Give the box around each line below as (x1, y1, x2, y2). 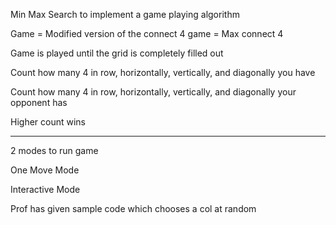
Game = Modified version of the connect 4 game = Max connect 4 (10, 28, 284, 39)
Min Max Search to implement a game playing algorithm (10, 9, 240, 20)
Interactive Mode (10, 184, 81, 195)
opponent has (10, 97, 68, 108)
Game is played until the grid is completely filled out (10, 47, 224, 59)
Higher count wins (10, 116, 86, 128)
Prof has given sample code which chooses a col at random (10, 203, 257, 214)
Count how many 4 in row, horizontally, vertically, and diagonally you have (10, 67, 316, 78)
